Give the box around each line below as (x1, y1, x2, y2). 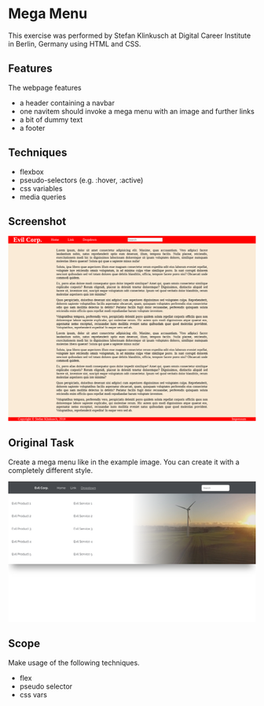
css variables (19, 183, 63, 193)
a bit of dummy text (19, 115, 83, 124)
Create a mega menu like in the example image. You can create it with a (8, 457, 240, 467)
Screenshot (8, 214, 67, 228)
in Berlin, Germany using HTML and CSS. (8, 39, 141, 48)
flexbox (19, 167, 45, 176)
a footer (19, 123, 46, 132)
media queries (19, 192, 67, 201)
